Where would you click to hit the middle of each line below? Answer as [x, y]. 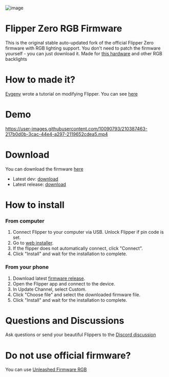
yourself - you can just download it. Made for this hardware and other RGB [84, 53]
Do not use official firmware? [68, 355]
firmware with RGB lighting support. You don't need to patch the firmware [83, 48]
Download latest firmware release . [49, 278]
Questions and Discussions [65, 320]
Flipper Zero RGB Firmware [64, 29]
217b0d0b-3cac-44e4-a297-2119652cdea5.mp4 [57, 134]
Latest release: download [39, 184]
